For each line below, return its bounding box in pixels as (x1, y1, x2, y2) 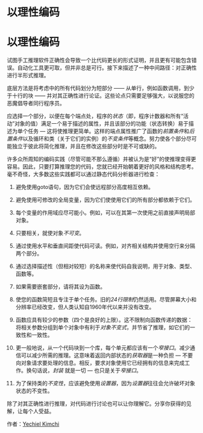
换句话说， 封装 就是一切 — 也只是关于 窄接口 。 (26, 367, 142, 374)
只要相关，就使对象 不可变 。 (15, 229, 85, 237)
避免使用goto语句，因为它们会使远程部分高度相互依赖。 (15, 184, 154, 191)
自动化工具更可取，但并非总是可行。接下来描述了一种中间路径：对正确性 (17, 64, 197, 71)
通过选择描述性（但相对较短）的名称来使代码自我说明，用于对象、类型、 (15, 263, 195, 270)
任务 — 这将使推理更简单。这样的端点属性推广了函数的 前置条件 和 (27, 127, 189, 135)
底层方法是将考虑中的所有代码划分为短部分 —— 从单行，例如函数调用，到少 (7, 85, 195, 92)
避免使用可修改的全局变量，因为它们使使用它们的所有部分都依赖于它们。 (15, 196, 195, 204)
